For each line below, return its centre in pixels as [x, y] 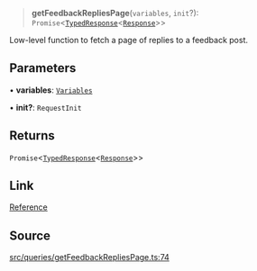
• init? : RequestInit [46, 107]
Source [30, 235]
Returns [32, 135]
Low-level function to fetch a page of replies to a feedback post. [129, 40]
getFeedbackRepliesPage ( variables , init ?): [115, 13]
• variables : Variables [51, 90]
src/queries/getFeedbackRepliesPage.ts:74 [89, 257]
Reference [28, 207]
